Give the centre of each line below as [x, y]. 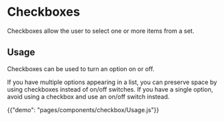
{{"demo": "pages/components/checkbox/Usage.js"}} [83, 109]
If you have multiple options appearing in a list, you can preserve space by [112, 82]
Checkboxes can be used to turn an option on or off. [81, 68]
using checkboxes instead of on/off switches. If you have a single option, [110, 89]
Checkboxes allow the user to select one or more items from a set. [101, 31]
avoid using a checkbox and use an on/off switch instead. [88, 96]
